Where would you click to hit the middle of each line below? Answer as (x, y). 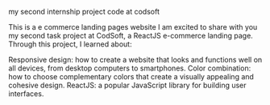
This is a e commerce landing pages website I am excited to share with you (133, 27)
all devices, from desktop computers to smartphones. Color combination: (130, 68)
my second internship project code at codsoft (84, 12)
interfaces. (26, 94)
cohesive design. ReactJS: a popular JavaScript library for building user (128, 85)
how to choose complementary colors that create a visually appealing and (131, 77)
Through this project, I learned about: (70, 44)
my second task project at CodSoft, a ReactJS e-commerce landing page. (131, 36)
